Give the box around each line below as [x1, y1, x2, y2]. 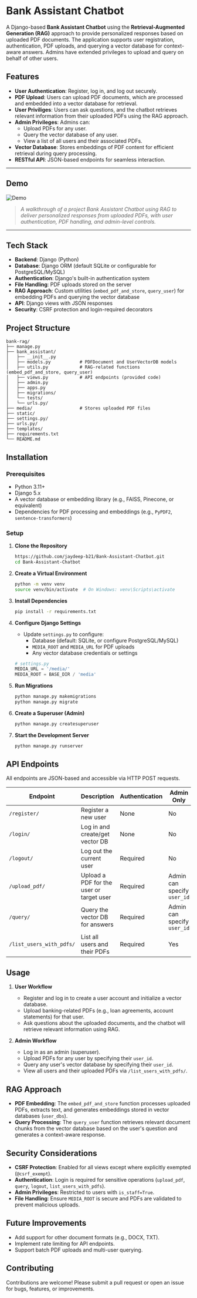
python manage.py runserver [14, 743, 83, 749]
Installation [6, 452, 48, 462]
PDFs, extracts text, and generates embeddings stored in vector [14, 1106, 169, 1114]
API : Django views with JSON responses [14, 300, 113, 307]
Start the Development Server [14, 731, 90, 738]
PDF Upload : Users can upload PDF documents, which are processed [14, 93, 183, 100]
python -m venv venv [14, 581, 65, 587]
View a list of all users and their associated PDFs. [23, 137, 142, 144]
